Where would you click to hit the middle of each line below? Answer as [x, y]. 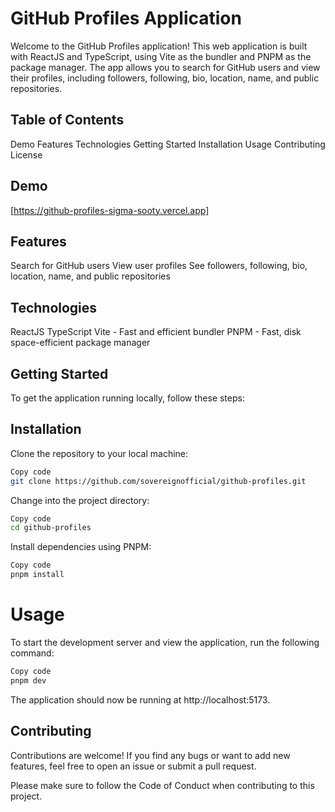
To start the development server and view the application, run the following [165, 642]
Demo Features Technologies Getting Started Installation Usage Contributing [168, 144]
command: [32, 653]
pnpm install [37, 575]
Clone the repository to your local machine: [99, 453]
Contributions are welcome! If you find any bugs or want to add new [150, 755]
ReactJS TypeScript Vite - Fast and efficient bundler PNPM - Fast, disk [156, 332]
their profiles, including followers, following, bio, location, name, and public [165, 78]
